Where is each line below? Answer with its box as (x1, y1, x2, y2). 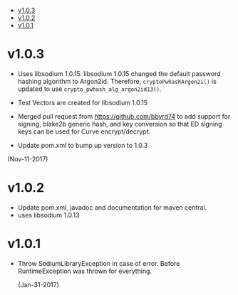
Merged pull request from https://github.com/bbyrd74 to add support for (17, 112, 231, 120)
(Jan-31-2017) (17, 280, 59, 289)
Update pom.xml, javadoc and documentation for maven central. (17, 203, 207, 212)
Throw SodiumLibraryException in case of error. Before (17, 259, 180, 267)
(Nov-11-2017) (7, 154, 48, 163)
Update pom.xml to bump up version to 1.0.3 (17, 141, 148, 149)
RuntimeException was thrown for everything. (17, 267, 152, 275)
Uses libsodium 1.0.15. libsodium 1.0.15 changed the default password (17, 69, 221, 77)
